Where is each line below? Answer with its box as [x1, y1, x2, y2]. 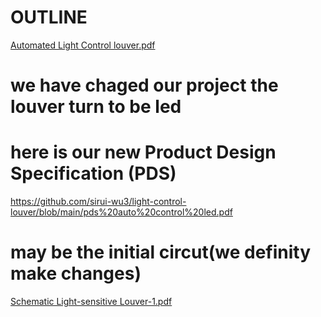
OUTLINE [10, 6, 88, 29]
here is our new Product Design [10, 141, 277, 164]
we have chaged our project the [10, 74, 279, 97]
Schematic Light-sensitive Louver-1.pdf [10, 296, 173, 307]
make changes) [10, 262, 142, 285]
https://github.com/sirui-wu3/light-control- [10, 196, 187, 208]
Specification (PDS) [10, 162, 177, 185]
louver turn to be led [10, 96, 182, 118]
